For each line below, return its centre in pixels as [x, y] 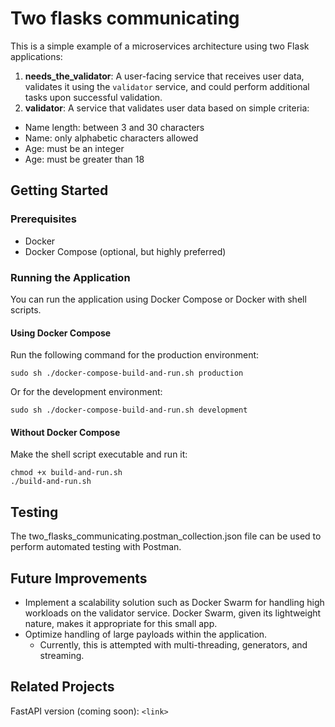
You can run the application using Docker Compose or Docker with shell [158, 299]
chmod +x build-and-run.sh [66, 473]
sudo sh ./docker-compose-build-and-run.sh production [127, 373]
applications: [36, 56]
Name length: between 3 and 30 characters [114, 127]
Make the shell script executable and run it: [99, 454]
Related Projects [62, 687]
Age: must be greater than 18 [84, 159]
